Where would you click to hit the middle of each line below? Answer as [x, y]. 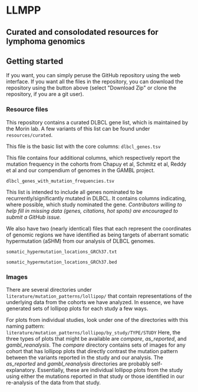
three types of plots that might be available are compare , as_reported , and [96, 338]
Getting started [35, 61]
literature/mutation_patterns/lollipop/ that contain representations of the [99, 296]
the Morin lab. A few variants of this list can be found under [78, 129]
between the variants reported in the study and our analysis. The [85, 357]
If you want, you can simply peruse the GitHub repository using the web [93, 75]
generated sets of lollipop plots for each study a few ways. [77, 308]
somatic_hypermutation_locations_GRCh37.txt [62, 252]
